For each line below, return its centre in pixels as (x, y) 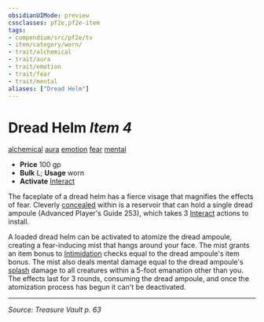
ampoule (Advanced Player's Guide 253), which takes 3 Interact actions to (128, 213)
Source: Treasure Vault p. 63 (55, 310)
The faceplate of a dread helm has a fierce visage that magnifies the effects (131, 197)
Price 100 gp (40, 165)
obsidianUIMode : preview (49, 15)
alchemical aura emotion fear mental (68, 150)
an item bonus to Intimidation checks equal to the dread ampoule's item (124, 254)
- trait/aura (29, 60)
